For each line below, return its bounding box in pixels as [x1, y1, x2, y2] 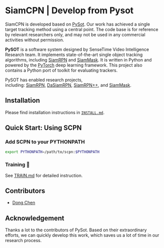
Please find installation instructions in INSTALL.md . [5, 109, 105, 115]
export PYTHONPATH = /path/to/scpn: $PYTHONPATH [5, 150, 99, 155]
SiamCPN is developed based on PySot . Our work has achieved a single [5, 21, 150, 27]
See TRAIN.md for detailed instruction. [5, 172, 83, 178]
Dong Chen [12, 200, 36, 206]
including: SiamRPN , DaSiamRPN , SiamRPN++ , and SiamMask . [5, 82, 132, 88]
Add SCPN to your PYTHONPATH [5, 138, 85, 145]
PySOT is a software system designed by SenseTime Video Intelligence [5, 46, 149, 52]
